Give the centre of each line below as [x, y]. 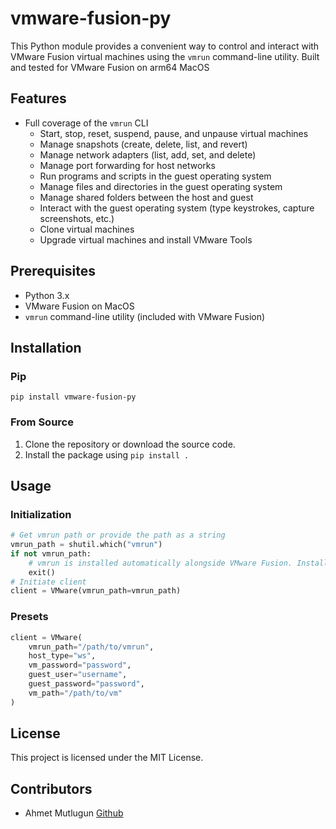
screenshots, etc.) [77, 218]
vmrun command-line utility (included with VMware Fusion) [145, 316]
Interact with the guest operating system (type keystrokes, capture [177, 208]
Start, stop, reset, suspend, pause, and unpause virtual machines [174, 133]
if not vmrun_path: [51, 553]
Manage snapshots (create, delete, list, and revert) [143, 144]
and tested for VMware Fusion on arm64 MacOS [110, 67]
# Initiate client [48, 582]
